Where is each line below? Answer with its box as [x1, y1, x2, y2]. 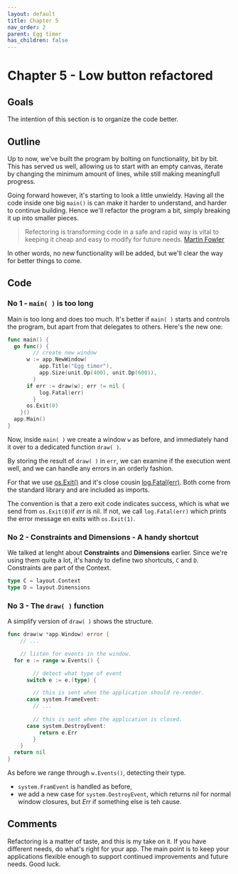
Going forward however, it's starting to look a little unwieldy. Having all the [7, 190, 225, 200]
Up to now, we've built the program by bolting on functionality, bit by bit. [7, 154, 219, 163]
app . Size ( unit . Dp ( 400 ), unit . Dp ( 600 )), [38, 369, 158, 376]
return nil [13, 749, 46, 756]
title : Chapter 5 [7, 17, 59, 24]
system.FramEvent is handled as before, [17, 782, 133, 791]
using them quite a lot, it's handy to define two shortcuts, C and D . [7, 556, 199, 565]
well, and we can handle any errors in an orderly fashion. [7, 464, 174, 473]
